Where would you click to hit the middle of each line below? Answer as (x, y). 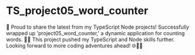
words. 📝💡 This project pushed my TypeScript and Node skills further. (90, 39)
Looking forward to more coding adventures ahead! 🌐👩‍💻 (75, 46)
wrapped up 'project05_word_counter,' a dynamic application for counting (95, 33)
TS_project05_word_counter (77, 11)
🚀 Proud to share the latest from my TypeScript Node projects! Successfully (98, 27)
